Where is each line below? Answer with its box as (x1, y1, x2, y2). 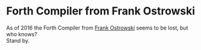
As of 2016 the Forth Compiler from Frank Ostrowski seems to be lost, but (6, 24, 188, 31)
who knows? (6, 30, 38, 37)
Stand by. (6, 37, 30, 44)
